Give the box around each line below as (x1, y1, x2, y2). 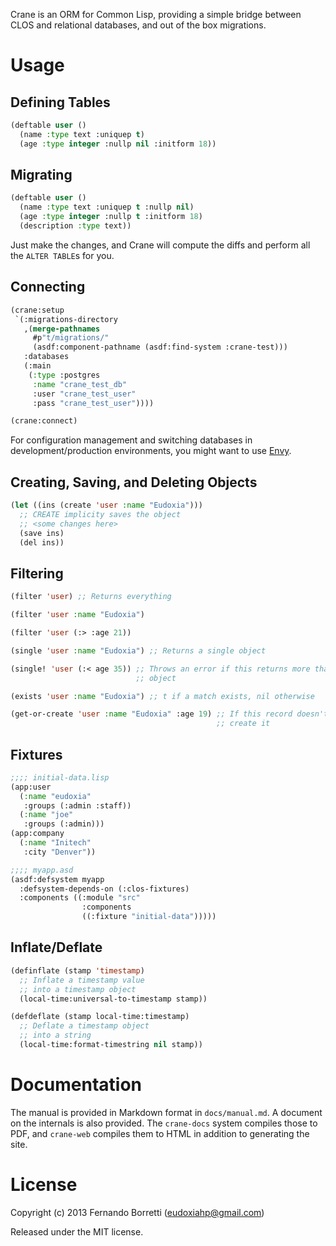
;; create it (216, 719, 271, 729)
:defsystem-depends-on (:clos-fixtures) (19, 884, 190, 894)
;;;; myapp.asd (10, 865, 74, 875)
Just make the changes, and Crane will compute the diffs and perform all (10, 239, 311, 251)
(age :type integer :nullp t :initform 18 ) (19, 212, 203, 222)
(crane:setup (10, 305, 65, 315)
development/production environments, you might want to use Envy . (10, 445, 292, 457)
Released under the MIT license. (10, 1225, 144, 1238)
